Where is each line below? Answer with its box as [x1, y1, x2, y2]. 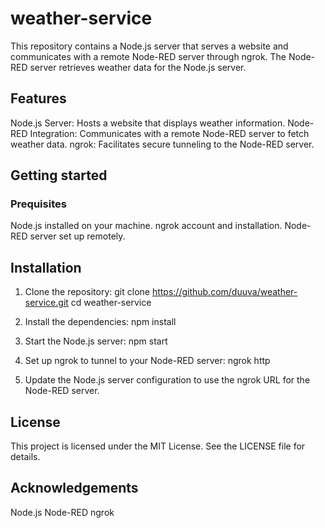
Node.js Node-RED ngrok [10, 506, 115, 518]
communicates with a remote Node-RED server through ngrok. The [10, 50, 287, 62]
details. [10, 451, 41, 463]
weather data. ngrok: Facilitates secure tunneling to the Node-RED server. [10, 138, 315, 150]
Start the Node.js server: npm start [24, 335, 168, 347]
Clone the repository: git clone [24, 286, 150, 298]
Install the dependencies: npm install [24, 316, 177, 328]
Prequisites [10, 197, 67, 211]
